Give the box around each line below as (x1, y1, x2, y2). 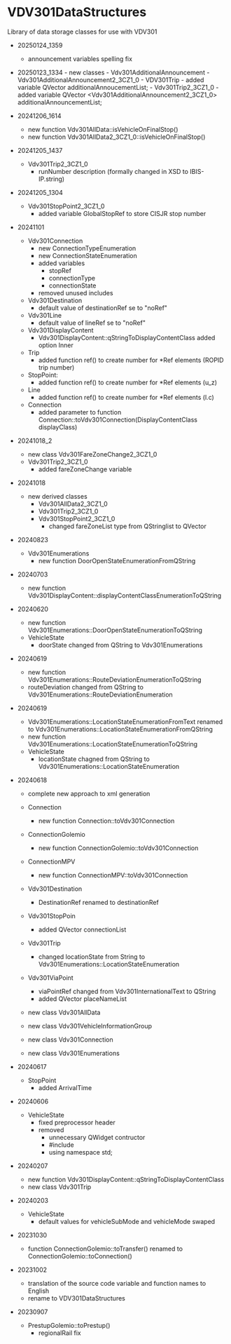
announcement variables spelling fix (27, 54, 133, 63)
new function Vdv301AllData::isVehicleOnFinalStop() (27, 125, 178, 133)
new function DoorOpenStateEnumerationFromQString (38, 556, 196, 565)
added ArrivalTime (38, 1083, 92, 1091)
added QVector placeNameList (38, 994, 127, 1003)
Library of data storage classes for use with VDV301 (7, 27, 157, 36)
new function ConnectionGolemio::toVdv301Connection (38, 843, 199, 852)
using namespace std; (48, 1148, 113, 1156)
